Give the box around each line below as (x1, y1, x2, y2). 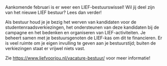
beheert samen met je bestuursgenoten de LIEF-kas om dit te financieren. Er (5, 35, 163, 41)
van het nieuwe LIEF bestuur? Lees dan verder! (5, 9, 102, 15)
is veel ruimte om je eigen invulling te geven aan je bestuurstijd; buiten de (5, 40, 156, 46)
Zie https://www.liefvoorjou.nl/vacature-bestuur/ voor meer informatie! (5, 55, 151, 61)
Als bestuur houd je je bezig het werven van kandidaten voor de (5, 19, 137, 25)
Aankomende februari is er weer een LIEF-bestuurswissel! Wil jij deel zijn (5, 4, 155, 10)
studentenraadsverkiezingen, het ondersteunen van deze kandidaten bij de (5, 24, 160, 30)
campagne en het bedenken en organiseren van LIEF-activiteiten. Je (5, 30, 146, 35)
